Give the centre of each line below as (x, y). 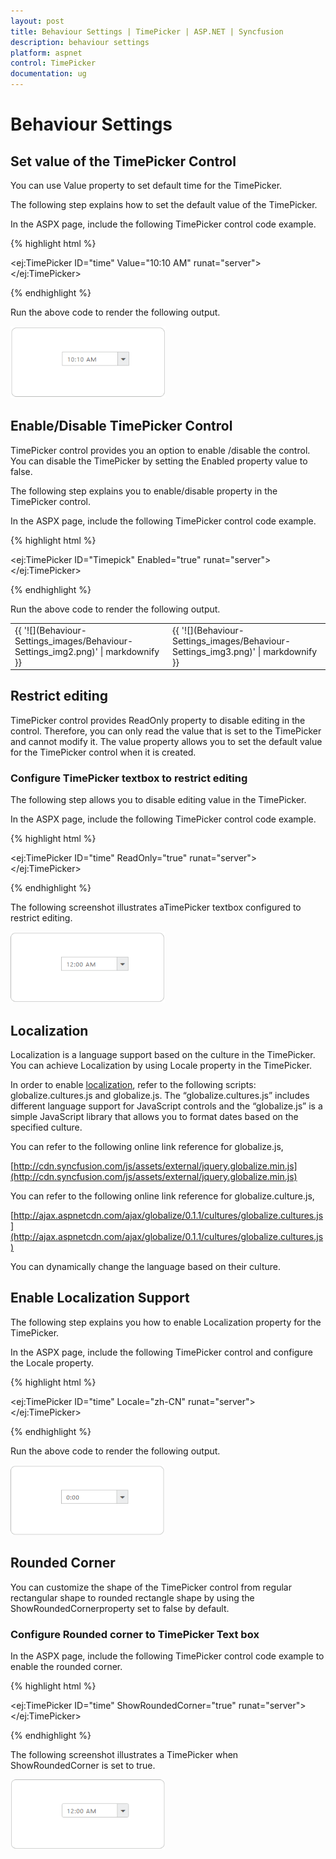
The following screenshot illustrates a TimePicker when (124, 1754)
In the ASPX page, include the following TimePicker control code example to (167, 1656)
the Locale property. (52, 1362)
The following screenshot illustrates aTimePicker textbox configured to (156, 907)
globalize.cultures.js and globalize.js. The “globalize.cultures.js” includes (160, 1095)
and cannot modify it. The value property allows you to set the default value (166, 741)
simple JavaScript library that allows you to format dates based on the (154, 1116)
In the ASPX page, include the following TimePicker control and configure (161, 1352)
